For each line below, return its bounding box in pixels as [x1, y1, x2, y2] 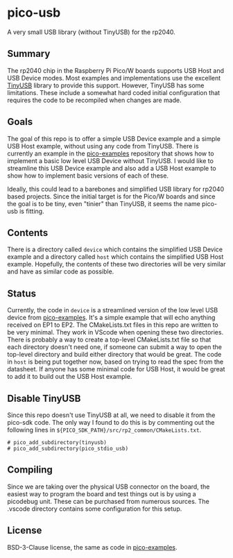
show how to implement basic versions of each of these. [7, 171, 169, 180]
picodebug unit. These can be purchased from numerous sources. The [7, 497, 209, 505]
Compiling [7, 464, 53, 476]
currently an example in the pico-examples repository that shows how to [7, 149, 214, 158]
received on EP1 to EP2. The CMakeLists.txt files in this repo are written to [7, 321, 218, 329]
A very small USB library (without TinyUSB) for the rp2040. [7, 28, 175, 36]
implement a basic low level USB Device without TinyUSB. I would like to [7, 156, 214, 164]
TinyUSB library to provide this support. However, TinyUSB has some [7, 81, 205, 90]
